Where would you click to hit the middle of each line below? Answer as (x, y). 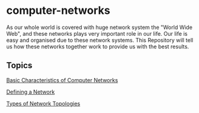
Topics (19, 66)
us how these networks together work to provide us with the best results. (98, 47)
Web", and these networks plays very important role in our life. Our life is (97, 33)
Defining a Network (31, 92)
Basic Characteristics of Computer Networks (62, 80)
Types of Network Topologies (43, 103)
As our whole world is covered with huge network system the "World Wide (99, 27)
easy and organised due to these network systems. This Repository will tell (100, 40)
